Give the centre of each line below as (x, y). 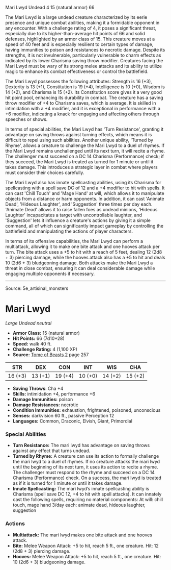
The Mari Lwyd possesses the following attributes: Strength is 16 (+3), (79, 81)
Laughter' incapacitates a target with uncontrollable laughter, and (74, 215)
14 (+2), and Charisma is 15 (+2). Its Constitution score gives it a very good (83, 92)
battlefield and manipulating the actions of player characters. (69, 231)
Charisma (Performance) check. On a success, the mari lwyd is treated (87, 478)
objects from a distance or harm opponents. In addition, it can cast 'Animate (85, 199)
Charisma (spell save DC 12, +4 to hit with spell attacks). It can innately (87, 494)
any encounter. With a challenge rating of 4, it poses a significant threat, (81, 28)
